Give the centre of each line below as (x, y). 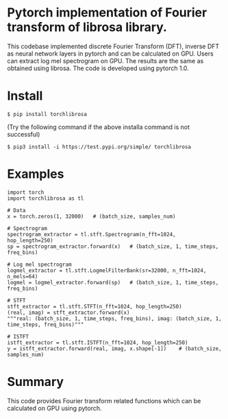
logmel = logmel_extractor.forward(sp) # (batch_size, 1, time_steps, (113, 282)
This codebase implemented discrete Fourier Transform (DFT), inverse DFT (113, 46)
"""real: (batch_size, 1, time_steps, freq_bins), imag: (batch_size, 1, (115, 318)
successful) (24, 134)
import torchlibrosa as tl (46, 198)
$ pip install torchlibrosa (47, 114)
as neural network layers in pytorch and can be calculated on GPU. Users (110, 54)
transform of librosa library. (87, 27)
